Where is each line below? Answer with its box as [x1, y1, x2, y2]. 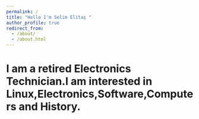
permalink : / [6, 8, 39, 15]
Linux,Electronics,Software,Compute [6, 87, 194, 101]
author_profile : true [6, 20, 60, 26]
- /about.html [11, 36, 46, 42]
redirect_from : [6, 25, 44, 32]
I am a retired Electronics [6, 62, 131, 76]
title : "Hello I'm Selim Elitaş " [6, 14, 92, 20]
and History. [18, 100, 81, 114]
